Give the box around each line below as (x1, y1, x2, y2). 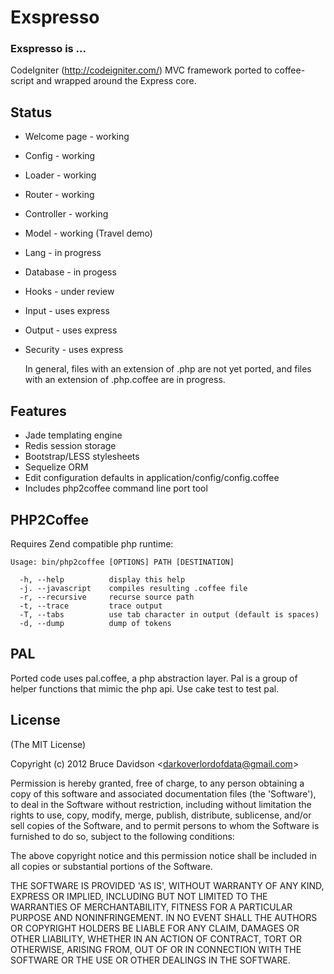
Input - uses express (24, 305, 110, 317)
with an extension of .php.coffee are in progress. (24, 374, 226, 386)
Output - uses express (24, 324, 118, 336)
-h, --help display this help (19, 574, 186, 585)
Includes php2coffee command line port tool (24, 482, 208, 495)
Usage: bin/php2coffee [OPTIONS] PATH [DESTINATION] (10, 557, 235, 567)
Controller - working (24, 208, 109, 220)
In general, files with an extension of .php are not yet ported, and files (24, 363, 312, 375)
